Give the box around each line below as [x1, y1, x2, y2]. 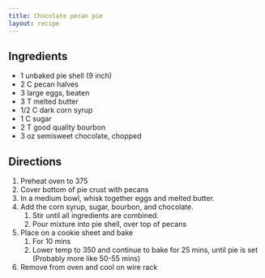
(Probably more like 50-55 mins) [32, 254, 141, 263]
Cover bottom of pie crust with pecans [19, 185, 149, 195]
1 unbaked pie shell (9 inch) [19, 71, 112, 81]
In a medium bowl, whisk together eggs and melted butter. [19, 194, 215, 203]
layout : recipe [8, 19, 60, 28]
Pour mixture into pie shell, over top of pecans [32, 220, 187, 229]
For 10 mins [32, 237, 71, 246]
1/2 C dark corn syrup [19, 105, 93, 115]
